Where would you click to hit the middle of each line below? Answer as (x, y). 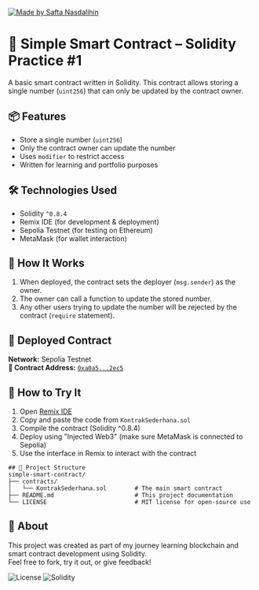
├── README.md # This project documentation (121, 495)
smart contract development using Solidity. (78, 553)
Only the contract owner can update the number (97, 148)
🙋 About (28, 527)
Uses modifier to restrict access (72, 156)
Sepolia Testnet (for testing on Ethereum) (86, 230)
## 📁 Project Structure (47, 468)
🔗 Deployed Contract (60, 340)
